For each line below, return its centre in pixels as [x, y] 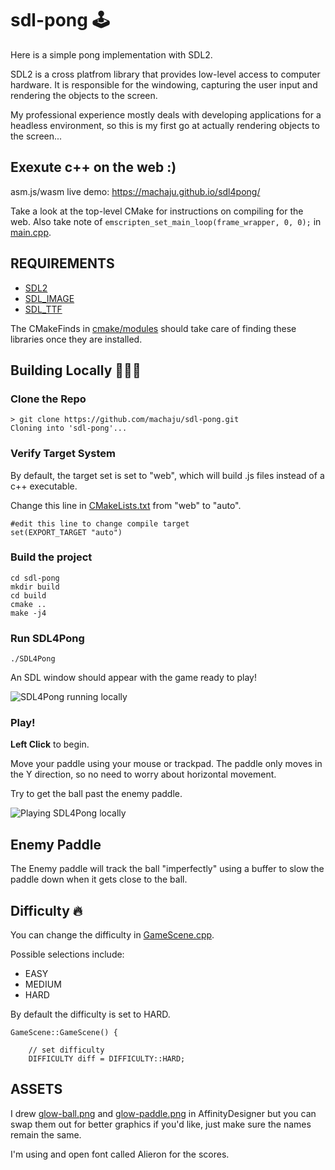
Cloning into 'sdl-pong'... [69, 428]
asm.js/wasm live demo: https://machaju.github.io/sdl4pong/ [135, 191]
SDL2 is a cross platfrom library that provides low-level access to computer [165, 74]
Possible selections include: [67, 954]
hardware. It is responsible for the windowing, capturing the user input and [164, 84]
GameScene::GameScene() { [64, 1033]
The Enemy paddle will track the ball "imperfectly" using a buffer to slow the [167, 869]
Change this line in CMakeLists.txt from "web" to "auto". [126, 505]
